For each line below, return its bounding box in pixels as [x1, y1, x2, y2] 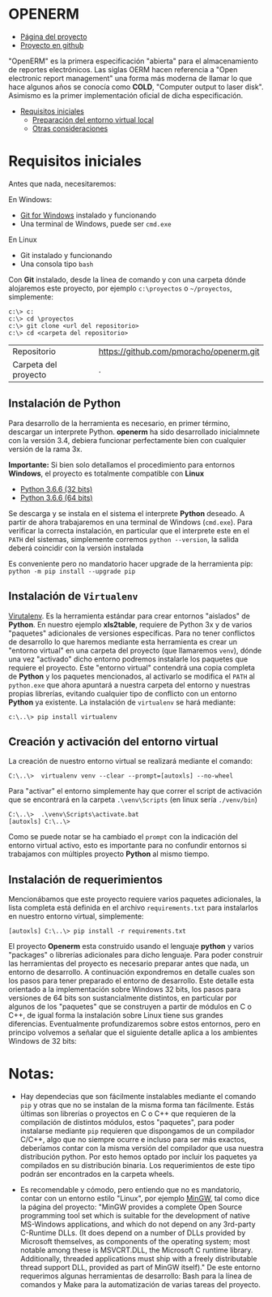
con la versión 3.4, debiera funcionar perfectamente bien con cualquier [8, 435, 246, 445]
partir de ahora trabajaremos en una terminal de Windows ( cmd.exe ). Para [8, 517, 253, 527]
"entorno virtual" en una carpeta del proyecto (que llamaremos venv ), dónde [8, 645, 262, 655]
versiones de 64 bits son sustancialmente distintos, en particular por [8, 993, 237, 1003]
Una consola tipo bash [19, 259, 94, 269]
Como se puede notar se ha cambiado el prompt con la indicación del [8, 832, 239, 842]
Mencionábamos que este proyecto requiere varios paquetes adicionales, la [8, 894, 261, 904]
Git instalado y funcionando [19, 250, 113, 260]
